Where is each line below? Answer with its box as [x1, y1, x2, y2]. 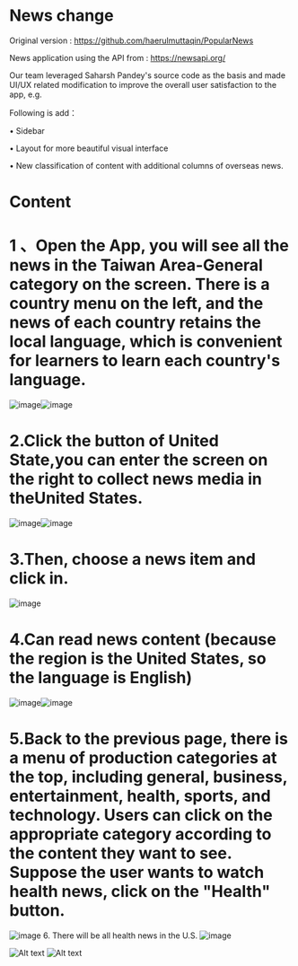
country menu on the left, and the [9, 294, 264, 314]
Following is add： [9, 107, 78, 118]
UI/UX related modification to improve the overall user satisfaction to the [9, 79, 276, 90]
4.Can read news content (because [9, 629, 276, 650]
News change [9, 5, 114, 26]
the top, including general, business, [9, 767, 288, 787]
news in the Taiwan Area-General [9, 255, 263, 276]
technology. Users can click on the [9, 805, 273, 826]
